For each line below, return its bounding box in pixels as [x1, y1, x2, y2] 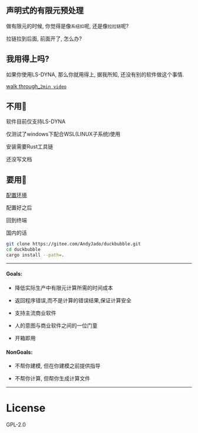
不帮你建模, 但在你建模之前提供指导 [14, 363, 101, 370]
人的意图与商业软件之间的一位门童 [14, 322, 98, 329]
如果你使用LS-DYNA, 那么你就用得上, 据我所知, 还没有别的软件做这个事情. [6, 70, 184, 78]
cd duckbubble [6, 247, 41, 253]
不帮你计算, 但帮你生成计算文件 [14, 375, 90, 382]
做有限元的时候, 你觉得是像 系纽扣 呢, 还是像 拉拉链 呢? [6, 22, 129, 30]
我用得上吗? [6, 54, 49, 64]
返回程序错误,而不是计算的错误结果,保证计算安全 [14, 297, 131, 304]
